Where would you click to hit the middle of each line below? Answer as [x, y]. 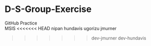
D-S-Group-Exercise [48, 9]
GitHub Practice [21, 23]
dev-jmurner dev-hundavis [119, 38]
